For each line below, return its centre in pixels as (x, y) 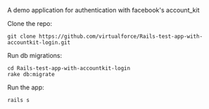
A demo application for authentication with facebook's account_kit (103, 10)
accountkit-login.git (39, 43)
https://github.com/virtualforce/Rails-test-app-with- (120, 36)
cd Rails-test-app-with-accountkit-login (69, 68)
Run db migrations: (35, 56)
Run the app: (26, 87)
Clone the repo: (30, 23)
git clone (22, 36)
